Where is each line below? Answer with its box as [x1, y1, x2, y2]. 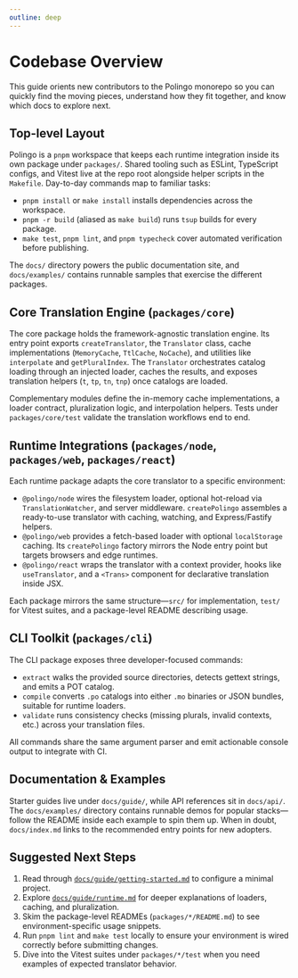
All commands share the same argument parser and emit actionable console [9, 736, 289, 747]
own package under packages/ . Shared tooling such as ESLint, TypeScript [9, 159, 278, 170]
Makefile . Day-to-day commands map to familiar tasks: [9, 178, 211, 188]
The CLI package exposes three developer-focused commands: [9, 654, 243, 665]
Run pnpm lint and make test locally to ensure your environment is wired [21, 930, 289, 941]
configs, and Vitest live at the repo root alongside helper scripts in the [9, 169, 265, 179]
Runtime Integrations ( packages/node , [9, 438, 217, 453]
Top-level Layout [9, 126, 105, 141]
